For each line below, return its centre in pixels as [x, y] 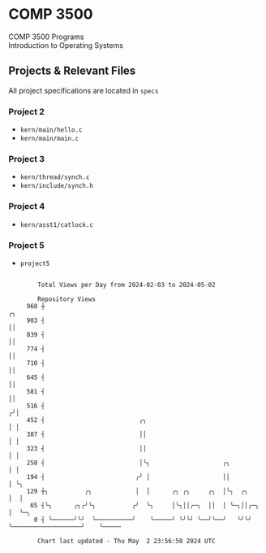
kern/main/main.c [49, 139]
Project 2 [26, 111]
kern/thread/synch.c [55, 177]
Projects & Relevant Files [72, 71]
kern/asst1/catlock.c [56, 224]
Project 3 [27, 159]
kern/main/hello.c [51, 130]
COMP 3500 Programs [46, 37]
